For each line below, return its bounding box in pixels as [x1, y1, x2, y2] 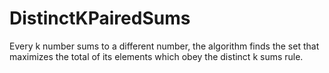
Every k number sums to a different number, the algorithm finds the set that [9, 40, 320, 52]
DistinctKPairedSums [9, 7, 191, 30]
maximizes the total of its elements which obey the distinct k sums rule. [9, 50, 304, 62]
